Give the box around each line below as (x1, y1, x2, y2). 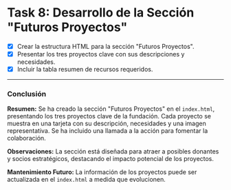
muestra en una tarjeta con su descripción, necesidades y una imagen (7, 119, 206, 128)
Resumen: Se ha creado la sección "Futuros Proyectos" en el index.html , (7, 105, 215, 113)
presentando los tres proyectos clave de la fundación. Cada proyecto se (7, 112, 212, 120)
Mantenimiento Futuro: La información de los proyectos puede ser (7, 168, 197, 176)
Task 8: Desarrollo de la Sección (7, 5, 195, 21)
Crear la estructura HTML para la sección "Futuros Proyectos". (16, 42, 195, 50)
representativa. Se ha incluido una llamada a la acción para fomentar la (7, 127, 208, 135)
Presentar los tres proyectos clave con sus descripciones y (16, 50, 185, 58)
